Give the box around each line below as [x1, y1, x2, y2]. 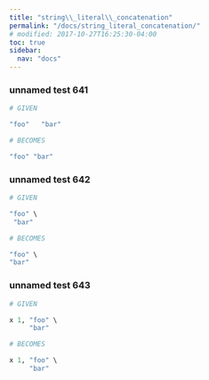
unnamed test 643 [9, 279, 91, 292]
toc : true [9, 37, 46, 47]
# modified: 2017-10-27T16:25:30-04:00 [9, 29, 157, 38]
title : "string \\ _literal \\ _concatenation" [9, 12, 173, 22]
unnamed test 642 [9, 173, 91, 185]
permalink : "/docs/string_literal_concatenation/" [9, 21, 201, 30]
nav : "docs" [17, 54, 62, 63]
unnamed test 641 [9, 84, 89, 96]
